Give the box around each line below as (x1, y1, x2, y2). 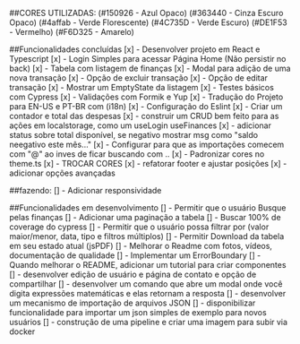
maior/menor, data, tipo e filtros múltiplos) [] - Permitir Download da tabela (9, 231, 285, 241)
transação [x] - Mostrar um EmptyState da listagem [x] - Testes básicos (9, 82, 275, 92)
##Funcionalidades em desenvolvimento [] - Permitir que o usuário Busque (9, 202, 287, 213)
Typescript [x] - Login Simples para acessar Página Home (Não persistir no (9, 54, 287, 64)
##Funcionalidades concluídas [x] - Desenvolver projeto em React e (9, 44, 261, 55)
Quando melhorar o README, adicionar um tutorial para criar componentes (9, 260, 287, 270)
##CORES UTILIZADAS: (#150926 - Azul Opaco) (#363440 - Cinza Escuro (9, 8, 284, 18)
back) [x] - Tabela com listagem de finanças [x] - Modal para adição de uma (9, 63, 291, 73)
